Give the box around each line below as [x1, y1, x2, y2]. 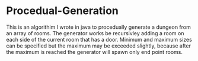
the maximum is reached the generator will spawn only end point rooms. [6, 48, 183, 55]
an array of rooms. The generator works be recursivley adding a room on [6, 29, 184, 36]
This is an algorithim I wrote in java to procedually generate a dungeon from [6, 23, 191, 30]
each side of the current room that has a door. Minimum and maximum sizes [6, 36, 193, 43]
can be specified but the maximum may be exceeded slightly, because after [6, 42, 191, 49]
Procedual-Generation [6, 4, 119, 18]
